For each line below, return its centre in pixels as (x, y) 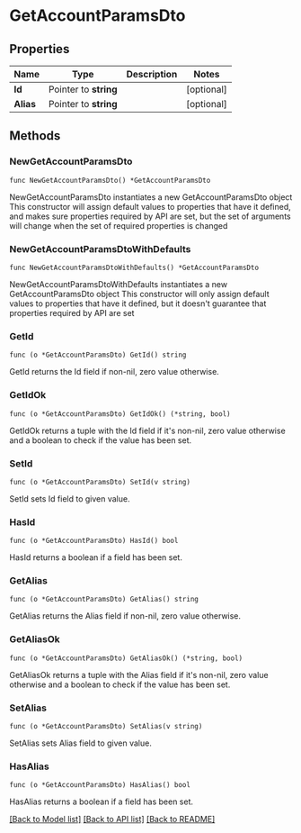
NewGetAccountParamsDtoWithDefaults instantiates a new (118, 284)
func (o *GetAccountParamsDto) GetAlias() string (104, 600)
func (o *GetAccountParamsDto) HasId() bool (94, 541)
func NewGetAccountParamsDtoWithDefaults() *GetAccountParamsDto (134, 267)
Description (152, 74)
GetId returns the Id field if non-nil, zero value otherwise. (115, 372)
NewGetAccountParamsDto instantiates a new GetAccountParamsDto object (151, 197)
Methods (35, 136)
